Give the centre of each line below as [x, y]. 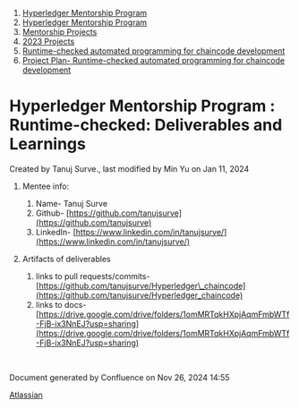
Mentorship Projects [60, 32]
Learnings [48, 144]
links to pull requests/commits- [93, 276]
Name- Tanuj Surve [72, 203]
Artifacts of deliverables [66, 259]
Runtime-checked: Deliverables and [146, 125]
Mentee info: [46, 186]
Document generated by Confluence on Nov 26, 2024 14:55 [120, 377]
